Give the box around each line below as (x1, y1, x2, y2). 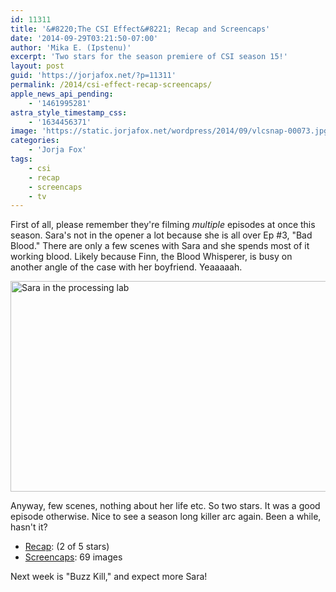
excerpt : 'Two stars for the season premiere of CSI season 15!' (10, 52, 288, 62)
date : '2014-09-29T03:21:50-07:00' (10, 33, 159, 43)
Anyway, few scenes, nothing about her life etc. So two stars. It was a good (10, 500, 321, 512)
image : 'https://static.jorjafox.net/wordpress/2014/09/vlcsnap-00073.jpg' (10, 126, 333, 136)
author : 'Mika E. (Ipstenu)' (10, 42, 132, 53)
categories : (10, 136, 60, 146)
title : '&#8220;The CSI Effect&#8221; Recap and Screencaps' (10, 24, 271, 34)
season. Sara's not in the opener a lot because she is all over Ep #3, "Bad (10, 229, 313, 241)
